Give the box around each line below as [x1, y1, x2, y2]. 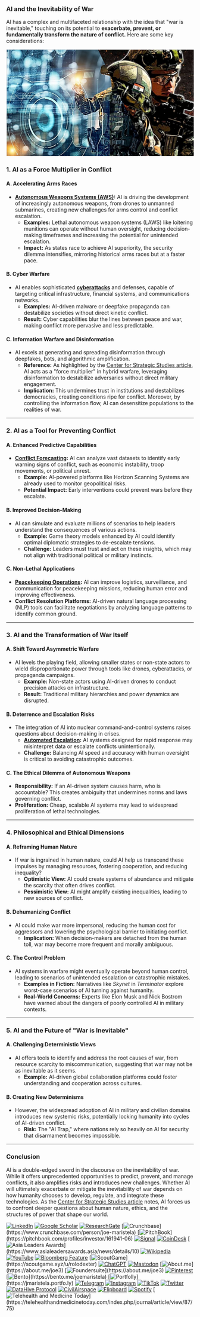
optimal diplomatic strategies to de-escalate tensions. [23, 538, 156, 546]
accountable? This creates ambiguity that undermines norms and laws [14, 789, 187, 796]
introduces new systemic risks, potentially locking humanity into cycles [14, 1113, 189, 1120]
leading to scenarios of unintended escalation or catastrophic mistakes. [14, 973, 190, 981]
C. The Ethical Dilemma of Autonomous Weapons [6, 769, 131, 776]
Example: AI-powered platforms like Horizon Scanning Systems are [23, 474, 189, 481]
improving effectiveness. [14, 591, 76, 598]
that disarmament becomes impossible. [23, 1132, 121, 1140]
